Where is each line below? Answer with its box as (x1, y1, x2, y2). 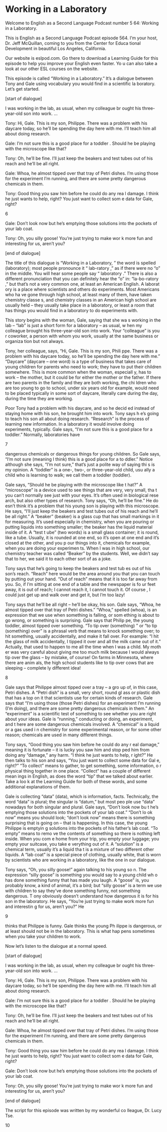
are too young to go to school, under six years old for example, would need (5, 385, 159, 391)
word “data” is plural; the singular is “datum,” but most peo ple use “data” (5, 798, 155, 804)
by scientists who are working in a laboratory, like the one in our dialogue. (5, 857, 156, 863)
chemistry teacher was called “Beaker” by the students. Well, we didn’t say (5, 550, 159, 556)
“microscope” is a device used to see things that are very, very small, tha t (5, 487, 158, 493)
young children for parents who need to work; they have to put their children (5, 363, 162, 369)
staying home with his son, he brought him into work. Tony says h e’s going (5, 410, 159, 416)
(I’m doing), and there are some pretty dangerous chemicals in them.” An (5, 705, 155, 711)
